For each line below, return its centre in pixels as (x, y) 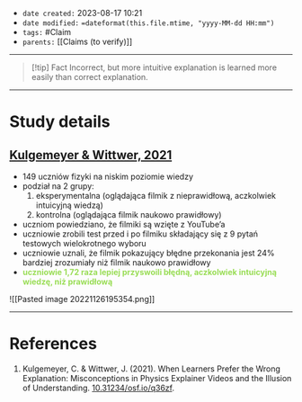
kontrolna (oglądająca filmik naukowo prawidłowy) (129, 214)
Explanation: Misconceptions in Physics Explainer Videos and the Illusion (157, 378)
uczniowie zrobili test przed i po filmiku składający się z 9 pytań (140, 234)
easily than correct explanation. (89, 77)
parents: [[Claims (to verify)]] (77, 41)
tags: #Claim (47, 32)
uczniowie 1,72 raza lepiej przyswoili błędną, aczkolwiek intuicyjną (149, 272)
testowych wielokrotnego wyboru (84, 243)
